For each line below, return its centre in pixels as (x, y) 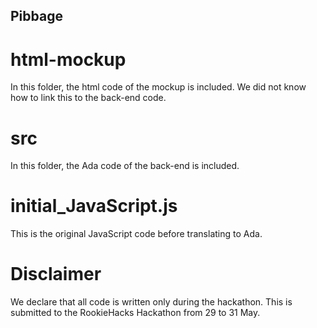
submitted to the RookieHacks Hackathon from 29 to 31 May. (135, 313)
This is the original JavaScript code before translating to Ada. (136, 234)
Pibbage (36, 16)
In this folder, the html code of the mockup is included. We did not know (158, 87)
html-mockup (68, 59)
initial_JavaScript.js (94, 206)
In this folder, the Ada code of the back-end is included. (125, 166)
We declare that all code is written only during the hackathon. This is (151, 302)
